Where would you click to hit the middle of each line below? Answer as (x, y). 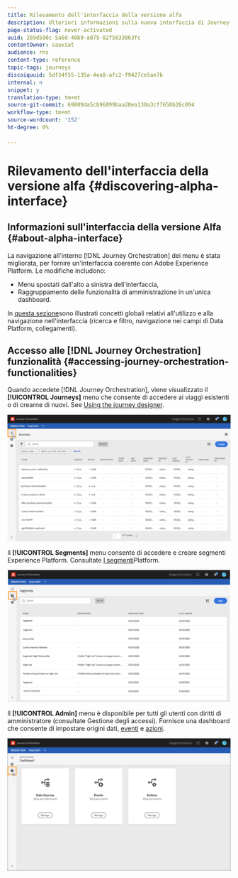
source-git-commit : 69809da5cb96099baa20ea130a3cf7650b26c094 (101, 105)
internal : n (25, 82)
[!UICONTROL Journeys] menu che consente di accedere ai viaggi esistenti (118, 397)
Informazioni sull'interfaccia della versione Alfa (114, 227)
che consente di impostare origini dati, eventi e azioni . (86, 728)
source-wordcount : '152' (44, 120)
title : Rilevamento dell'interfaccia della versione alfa (95, 15)
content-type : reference (44, 60)
